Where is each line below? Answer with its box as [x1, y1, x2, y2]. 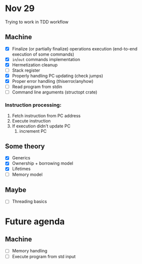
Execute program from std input [12, 253, 76, 259]
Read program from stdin [12, 84, 63, 90]
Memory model [12, 171, 43, 177]
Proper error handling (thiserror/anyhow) [12, 78, 94, 84]
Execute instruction [12, 118, 51, 124]
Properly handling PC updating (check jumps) [12, 73, 103, 78]
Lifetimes [12, 166, 31, 172]
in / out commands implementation [12, 56, 80, 62]
